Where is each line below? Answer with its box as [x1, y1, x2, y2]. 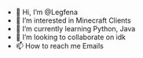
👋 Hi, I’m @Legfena [15, 8, 79, 16]
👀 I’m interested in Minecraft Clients [15, 16, 131, 25]
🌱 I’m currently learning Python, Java [15, 24, 136, 33]
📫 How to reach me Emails [15, 42, 104, 50]
